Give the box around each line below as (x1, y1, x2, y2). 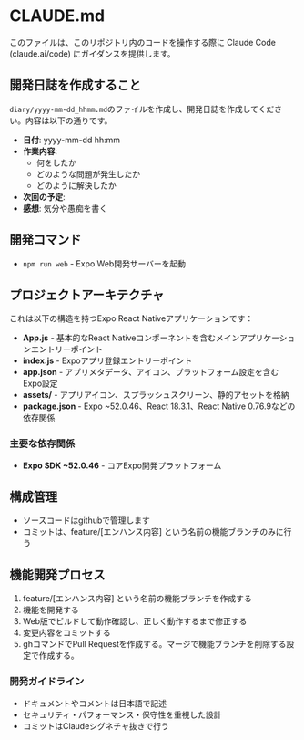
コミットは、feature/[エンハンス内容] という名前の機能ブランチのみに (22, 526, 284, 537)
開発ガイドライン (9, 675, 85, 688)
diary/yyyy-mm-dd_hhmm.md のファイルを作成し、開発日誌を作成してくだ (9, 103, 275, 114)
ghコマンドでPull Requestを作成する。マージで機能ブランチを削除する (22, 639, 287, 650)
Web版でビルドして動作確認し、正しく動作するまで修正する (22, 616, 248, 627)
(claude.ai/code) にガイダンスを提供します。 (9, 47, 176, 59)
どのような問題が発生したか (35, 168, 141, 179)
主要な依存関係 (9, 437, 76, 450)
